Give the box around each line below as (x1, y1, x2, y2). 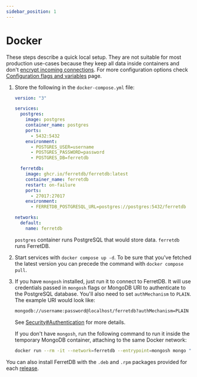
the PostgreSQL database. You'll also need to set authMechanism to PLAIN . (14, 290, 191, 297)
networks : (14, 214, 39, 221)
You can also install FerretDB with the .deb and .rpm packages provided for (6, 358, 188, 365)
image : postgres (25, 117, 65, 123)
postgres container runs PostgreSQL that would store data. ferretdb (14, 236, 180, 243)
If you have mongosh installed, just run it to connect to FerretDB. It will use (14, 277, 191, 285)
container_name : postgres (25, 122, 89, 128)
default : (20, 220, 42, 226)
